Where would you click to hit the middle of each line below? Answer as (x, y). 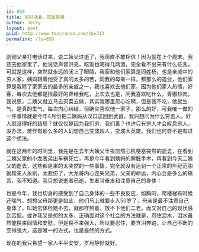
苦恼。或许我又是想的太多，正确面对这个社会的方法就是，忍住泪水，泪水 (99, 215)
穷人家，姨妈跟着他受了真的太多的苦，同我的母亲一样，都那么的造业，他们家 (99, 79)
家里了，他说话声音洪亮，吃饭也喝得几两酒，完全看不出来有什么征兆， (107, 64)
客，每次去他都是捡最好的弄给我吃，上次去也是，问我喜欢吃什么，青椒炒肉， (99, 94)
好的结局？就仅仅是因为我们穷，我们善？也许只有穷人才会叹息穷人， (110, 123)
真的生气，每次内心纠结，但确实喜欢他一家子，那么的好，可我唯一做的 (107, 109)
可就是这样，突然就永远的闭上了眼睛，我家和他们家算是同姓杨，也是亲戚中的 (99, 71)
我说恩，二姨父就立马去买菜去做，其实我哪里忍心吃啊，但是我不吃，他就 (94, 101)
